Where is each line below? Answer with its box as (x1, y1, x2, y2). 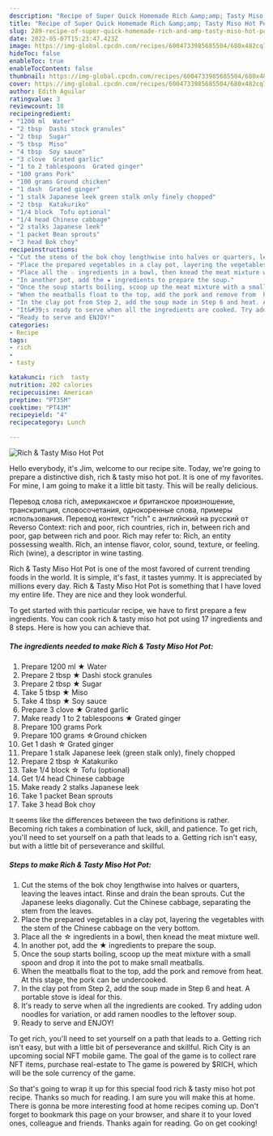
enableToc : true (9, 58, 64, 66)
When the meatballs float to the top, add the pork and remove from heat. (20, 966, 264, 975)
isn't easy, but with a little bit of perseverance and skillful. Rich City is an (9, 1042, 250, 1052)
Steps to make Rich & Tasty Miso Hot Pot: (9, 860, 152, 869)
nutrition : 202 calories (9, 380, 93, 389)
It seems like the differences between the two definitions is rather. (9, 815, 230, 825)
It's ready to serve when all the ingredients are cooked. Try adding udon (20, 1001, 262, 1010)
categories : (9, 321, 49, 329)
